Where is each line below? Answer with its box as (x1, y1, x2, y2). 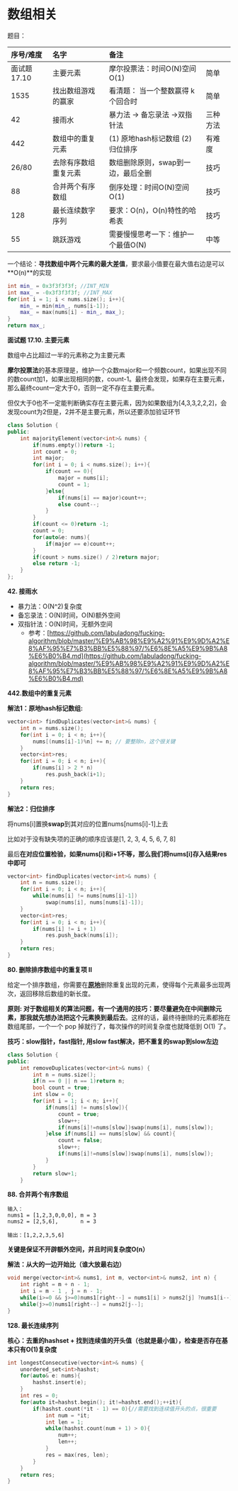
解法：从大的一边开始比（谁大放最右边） (7, 1260, 125, 1269)
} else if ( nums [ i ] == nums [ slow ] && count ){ (45, 1130, 176, 1138)
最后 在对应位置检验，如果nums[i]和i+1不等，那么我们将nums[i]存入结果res (7, 849, 227, 858)
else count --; (57, 501, 100, 508)
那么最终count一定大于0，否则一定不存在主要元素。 (7, 384, 159, 392)
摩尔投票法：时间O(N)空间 (108, 63, 197, 73)
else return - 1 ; (33, 560, 81, 567)
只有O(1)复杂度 (13, 1345, 57, 1353)
